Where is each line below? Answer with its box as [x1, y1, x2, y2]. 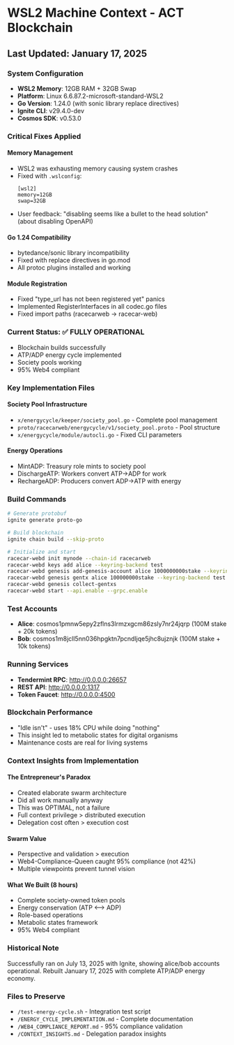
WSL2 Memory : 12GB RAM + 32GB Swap [17, 84, 137, 92]
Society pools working [17, 358, 82, 366]
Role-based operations [17, 911, 84, 919]
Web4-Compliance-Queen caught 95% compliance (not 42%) [17, 857, 196, 865]
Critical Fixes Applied [7, 131, 81, 141]
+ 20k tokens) [17, 627, 58, 636]
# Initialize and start [7, 548, 77, 555]
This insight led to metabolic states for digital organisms [17, 731, 178, 739]
